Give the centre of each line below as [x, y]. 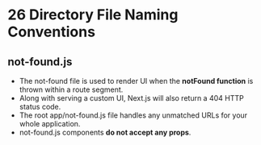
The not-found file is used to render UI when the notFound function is [136, 81]
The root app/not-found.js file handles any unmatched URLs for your [133, 115]
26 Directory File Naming [93, 15]
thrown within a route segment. [71, 89]
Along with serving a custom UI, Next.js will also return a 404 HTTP [131, 98]
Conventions [52, 32]
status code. [40, 107]
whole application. [50, 124]
